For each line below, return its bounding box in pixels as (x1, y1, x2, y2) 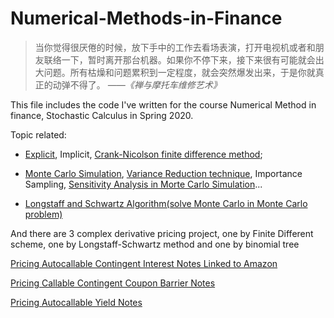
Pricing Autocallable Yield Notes (10, 296, 143, 308)
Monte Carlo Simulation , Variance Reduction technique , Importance (24, 167, 303, 179)
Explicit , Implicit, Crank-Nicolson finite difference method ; (24, 148, 263, 160)
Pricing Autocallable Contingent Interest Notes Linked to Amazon (10, 257, 278, 269)
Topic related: (10, 128, 67, 141)
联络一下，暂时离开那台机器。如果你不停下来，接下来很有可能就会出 (43, 53, 325, 66)
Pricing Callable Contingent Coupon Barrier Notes (10, 277, 216, 289)
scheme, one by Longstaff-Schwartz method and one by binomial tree (10, 238, 300, 250)
